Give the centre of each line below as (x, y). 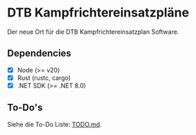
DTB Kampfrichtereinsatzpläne (98, 13)
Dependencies (39, 53)
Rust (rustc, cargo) (44, 78)
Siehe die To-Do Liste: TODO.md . (54, 124)
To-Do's (25, 108)
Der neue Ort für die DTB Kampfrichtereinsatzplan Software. (93, 32)
